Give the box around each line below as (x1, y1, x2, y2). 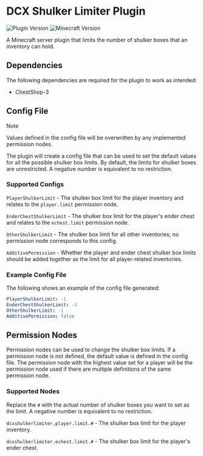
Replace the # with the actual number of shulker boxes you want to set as (6, 401, 190, 409)
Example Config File (6, 270, 67, 279)
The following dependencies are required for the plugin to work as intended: (6, 76, 198, 83)
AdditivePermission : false (6, 313, 75, 319)
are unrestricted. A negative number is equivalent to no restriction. (6, 165, 173, 172)
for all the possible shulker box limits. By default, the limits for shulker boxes (6, 158, 196, 166)
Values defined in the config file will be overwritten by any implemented (6, 134, 186, 141)
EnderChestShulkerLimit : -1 (6, 302, 78, 308)
